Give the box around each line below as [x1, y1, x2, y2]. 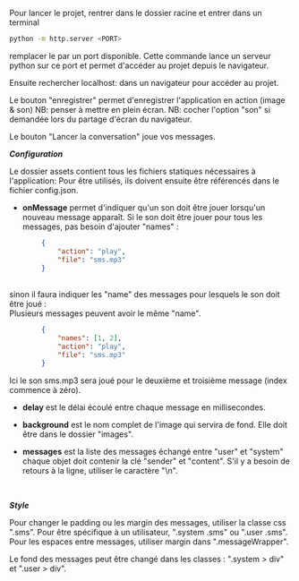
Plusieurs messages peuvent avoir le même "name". [9, 308, 201, 319]
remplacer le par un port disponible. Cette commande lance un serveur [9, 50, 271, 61]
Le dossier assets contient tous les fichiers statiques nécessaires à [9, 166, 257, 176]
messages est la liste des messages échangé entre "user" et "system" [21, 446, 284, 457]
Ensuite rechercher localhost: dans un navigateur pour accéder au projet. [9, 77, 279, 88]
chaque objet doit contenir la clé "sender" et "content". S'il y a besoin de [21, 456, 291, 466]
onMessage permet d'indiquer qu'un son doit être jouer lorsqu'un [21, 201, 266, 213]
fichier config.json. [9, 184, 79, 195]
